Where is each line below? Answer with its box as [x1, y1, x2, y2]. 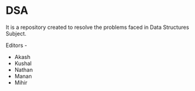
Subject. [5, 30, 27, 37]
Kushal [14, 60, 31, 67]
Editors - [5, 42, 28, 49]
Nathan [14, 66, 33, 73]
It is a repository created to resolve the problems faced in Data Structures [5, 24, 190, 31]
